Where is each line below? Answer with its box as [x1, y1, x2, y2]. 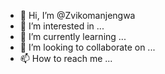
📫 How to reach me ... [19, 53, 113, 64]
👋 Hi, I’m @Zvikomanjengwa [19, 10, 136, 21]
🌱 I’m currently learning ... [19, 31, 127, 42]
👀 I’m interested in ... [19, 20, 105, 32]
